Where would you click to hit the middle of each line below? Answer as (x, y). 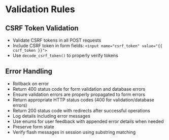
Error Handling (29, 71)
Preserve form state (33, 127)
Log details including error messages (51, 116)
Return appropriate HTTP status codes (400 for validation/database (83, 99)
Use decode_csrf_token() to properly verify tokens (65, 55)
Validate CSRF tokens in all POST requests (57, 40)
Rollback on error (31, 83)
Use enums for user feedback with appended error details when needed (88, 121)
